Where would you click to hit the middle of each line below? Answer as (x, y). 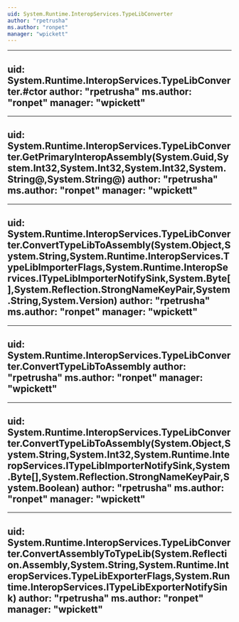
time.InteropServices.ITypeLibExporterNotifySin (117, 587)
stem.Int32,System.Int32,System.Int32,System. (117, 168)
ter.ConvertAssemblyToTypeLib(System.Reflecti (117, 553)
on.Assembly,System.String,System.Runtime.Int (118, 565)
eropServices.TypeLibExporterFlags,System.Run (119, 576)
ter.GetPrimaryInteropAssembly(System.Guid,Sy (118, 157)
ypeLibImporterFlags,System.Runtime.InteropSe (118, 268)
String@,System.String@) (67, 180)
